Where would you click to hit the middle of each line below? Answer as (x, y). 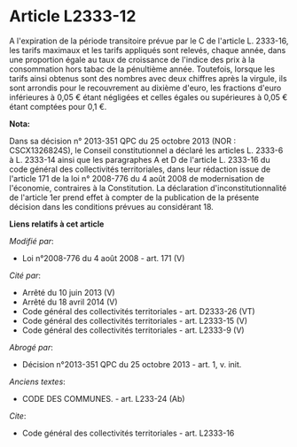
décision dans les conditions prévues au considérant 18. (112, 206)
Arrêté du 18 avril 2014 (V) (70, 302)
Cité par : (25, 275)
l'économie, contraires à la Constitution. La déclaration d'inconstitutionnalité (148, 188)
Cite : (18, 416)
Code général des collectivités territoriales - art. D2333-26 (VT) (138, 311)
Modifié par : (32, 241)
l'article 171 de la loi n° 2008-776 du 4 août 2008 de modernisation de (137, 178)
